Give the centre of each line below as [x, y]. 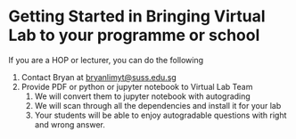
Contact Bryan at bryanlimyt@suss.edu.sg [99, 77]
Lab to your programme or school [134, 35]
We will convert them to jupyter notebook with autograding [142, 96]
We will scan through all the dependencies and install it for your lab [158, 105]
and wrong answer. [70, 124]
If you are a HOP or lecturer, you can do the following [106, 60]
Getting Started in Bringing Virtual [137, 16]
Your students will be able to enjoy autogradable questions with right [160, 115]
